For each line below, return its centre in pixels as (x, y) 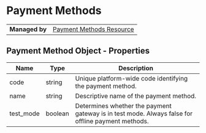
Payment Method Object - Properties (78, 51)
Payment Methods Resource (93, 29)
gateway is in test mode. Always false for (134, 113)
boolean (57, 113)
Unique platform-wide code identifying (132, 78)
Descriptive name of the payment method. (136, 96)
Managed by (28, 29)
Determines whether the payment (123, 106)
